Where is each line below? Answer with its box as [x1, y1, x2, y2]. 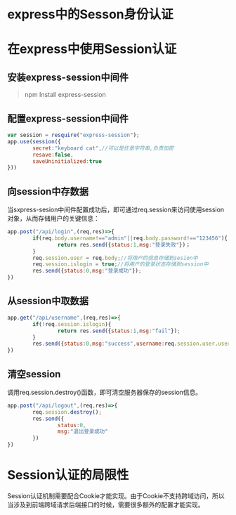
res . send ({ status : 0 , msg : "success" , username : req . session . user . [32, 340, 218, 348]
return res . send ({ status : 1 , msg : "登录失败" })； [57, 241, 191, 248]
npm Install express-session [24, 91, 107, 99]
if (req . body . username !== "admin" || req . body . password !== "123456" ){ [32, 235, 228, 242]
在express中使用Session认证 [7, 41, 177, 57]
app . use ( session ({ [7, 138, 61, 145]
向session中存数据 [7, 185, 89, 197]
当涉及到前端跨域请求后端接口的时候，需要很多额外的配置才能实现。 [7, 500, 204, 509]
